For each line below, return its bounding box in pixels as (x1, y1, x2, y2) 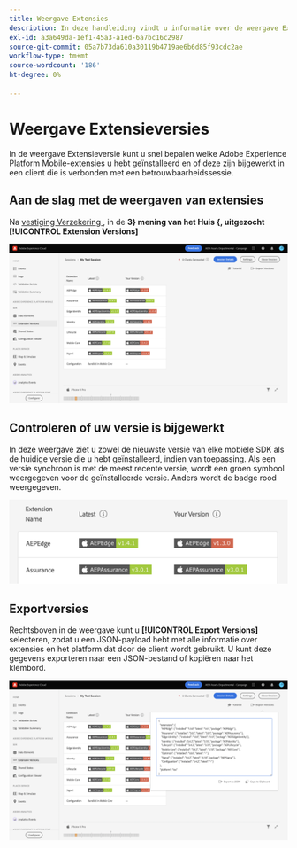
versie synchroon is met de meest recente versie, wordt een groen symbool (9, 463, 285, 473)
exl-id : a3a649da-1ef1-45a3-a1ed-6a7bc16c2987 (9, 33, 184, 42)
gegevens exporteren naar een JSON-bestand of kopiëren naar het (9, 653, 254, 664)
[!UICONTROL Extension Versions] (9, 226, 139, 237)
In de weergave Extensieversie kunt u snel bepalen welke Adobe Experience (9, 148, 287, 159)
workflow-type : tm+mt (9, 51, 89, 61)
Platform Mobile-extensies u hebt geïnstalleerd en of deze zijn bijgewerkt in (9, 158, 285, 168)
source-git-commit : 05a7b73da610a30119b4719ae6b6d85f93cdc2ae (9, 43, 243, 51)
